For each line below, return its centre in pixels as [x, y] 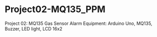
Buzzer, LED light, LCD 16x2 [34, 28]
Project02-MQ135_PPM [55, 9]
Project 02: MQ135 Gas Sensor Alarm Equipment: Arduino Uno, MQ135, [78, 23]
